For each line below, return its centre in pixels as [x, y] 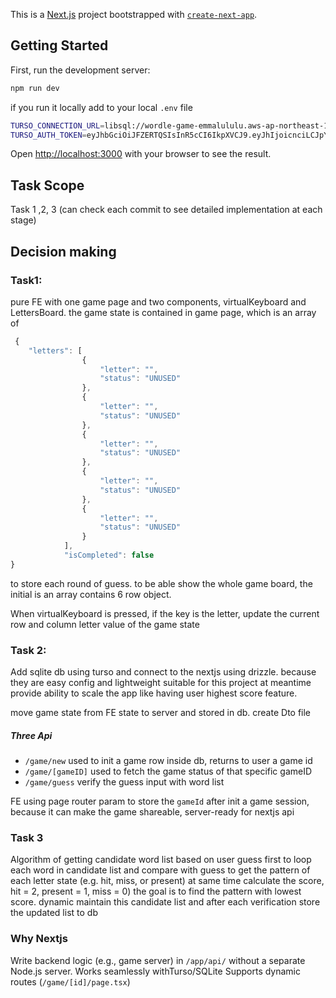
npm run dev [35, 88]
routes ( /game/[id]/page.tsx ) [70, 981]
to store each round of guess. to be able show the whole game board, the [161, 583]
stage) [23, 220]
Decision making [63, 251]
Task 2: [28, 650]
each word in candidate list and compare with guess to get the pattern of [160, 870]
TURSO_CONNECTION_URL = [57, 125]
